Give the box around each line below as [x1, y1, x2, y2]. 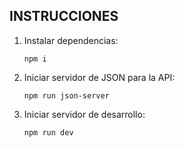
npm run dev [23, 127, 74, 138]
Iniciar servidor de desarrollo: [23, 108, 146, 120]
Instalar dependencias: [23, 34, 119, 46]
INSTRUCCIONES [9, 8, 119, 25]
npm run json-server [23, 90, 110, 101]
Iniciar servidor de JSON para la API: [23, 71, 176, 83]
